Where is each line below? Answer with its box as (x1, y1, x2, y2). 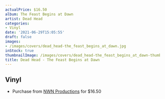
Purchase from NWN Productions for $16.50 (12, 89, 102, 95)
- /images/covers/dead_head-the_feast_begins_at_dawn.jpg (5, 44, 126, 49)
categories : (5, 21, 29, 26)
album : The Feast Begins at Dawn (5, 12, 74, 17)
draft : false (5, 35, 32, 40)
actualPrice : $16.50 (5, 7, 48, 12)
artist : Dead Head (5, 16, 43, 21)
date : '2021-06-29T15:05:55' (5, 30, 65, 35)
